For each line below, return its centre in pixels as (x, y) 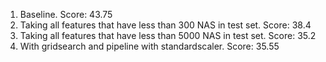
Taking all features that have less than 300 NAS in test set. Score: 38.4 (165, 25)
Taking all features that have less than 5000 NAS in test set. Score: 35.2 (168, 35)
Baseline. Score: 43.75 (66, 14)
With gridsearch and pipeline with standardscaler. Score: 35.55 (149, 46)
